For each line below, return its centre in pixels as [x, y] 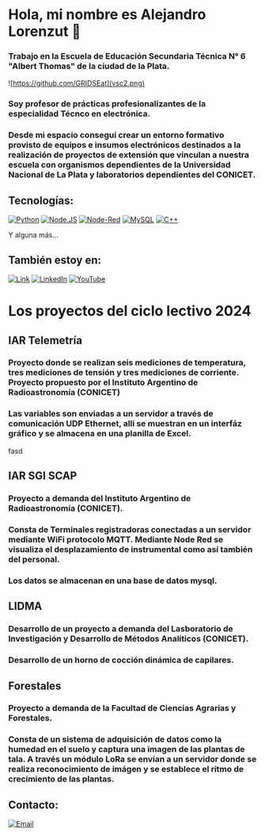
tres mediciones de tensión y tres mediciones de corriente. [124, 373]
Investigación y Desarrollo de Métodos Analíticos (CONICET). [129, 639]
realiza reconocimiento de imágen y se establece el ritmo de [126, 769]
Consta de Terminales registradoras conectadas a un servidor [130, 529]
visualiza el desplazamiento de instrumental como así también [131, 549]
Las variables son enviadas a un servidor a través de [111, 414]
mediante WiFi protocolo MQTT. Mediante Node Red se [116, 539]
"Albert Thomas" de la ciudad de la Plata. [89, 67]
